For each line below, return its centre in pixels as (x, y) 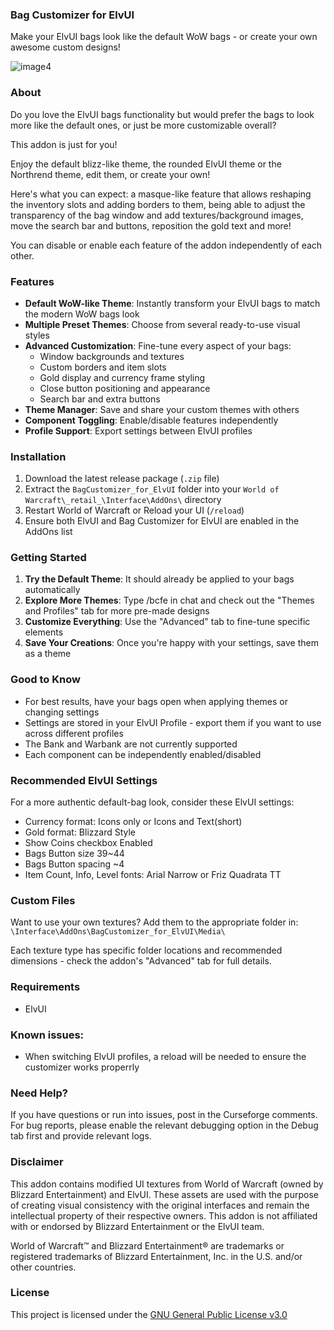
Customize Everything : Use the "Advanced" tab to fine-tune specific (167, 622)
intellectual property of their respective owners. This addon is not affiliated (164, 1215)
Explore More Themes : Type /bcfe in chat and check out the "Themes (169, 600)
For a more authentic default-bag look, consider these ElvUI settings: (152, 802)
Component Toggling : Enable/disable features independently (151, 420)
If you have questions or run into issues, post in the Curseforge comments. (164, 1115)
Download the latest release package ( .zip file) (122, 479)
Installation (38, 456)
